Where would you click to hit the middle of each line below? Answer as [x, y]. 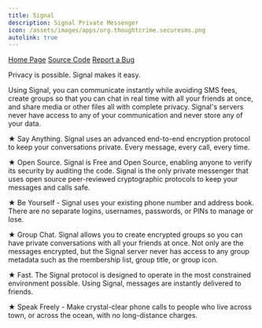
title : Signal [31, 15]
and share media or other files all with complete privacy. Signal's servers [126, 107]
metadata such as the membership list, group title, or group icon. [113, 260]
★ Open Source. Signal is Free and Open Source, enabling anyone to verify [130, 163]
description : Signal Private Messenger [74, 23]
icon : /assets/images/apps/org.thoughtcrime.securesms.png [107, 30]
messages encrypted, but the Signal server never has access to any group [129, 252]
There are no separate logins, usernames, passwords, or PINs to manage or [131, 211]
